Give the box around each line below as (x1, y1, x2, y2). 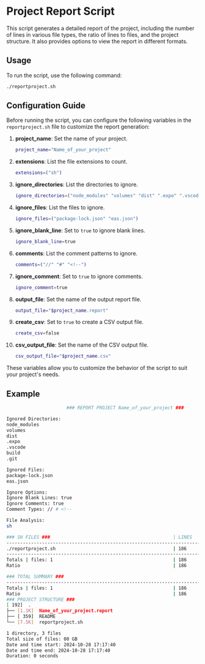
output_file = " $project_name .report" (15, 307, 109, 314)
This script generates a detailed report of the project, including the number (6, 25, 195, 32)
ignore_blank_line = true (15, 238, 76, 244)
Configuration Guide (6, 100, 86, 111)
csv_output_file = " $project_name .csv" (15, 353, 112, 360)
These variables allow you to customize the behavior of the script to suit (6, 364, 188, 372)
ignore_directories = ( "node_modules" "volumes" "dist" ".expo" (15, 193, 177, 199)
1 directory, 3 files (6, 630, 62, 636)
